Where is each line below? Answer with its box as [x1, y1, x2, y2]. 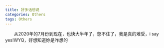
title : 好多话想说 [5, 7, 40, 12]
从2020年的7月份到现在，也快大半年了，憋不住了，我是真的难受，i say [13, 31, 159, 37]
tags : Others [5, 16, 32, 21]
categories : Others [5, 12, 46, 17]
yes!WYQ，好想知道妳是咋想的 [5, 37, 68, 43]
